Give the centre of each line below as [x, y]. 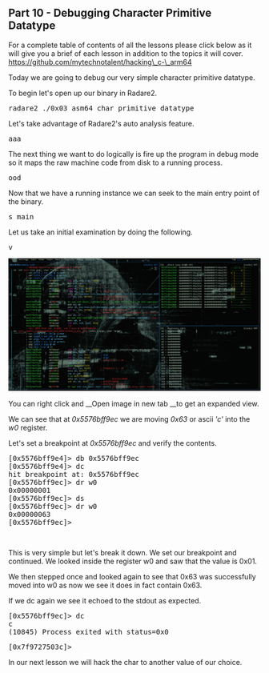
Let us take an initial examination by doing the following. [101, 232]
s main [21, 216]
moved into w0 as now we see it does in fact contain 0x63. [105, 585]
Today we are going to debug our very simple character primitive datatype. [132, 77]
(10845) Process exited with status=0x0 [89, 632]
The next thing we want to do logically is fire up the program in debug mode [133, 154]
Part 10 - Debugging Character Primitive [110, 13]
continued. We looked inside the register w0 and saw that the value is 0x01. [133, 561]
